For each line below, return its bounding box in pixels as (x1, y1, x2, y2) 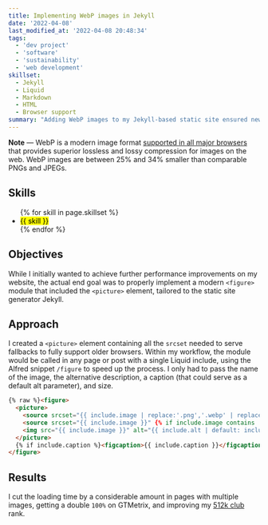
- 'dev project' (15, 42, 69, 50)
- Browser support (15, 109, 77, 117)
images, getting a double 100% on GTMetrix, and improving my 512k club (8, 500, 245, 510)
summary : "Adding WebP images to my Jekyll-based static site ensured (8, 116, 248, 124)
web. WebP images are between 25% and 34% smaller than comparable (8, 154, 247, 164)
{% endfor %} (19, 225, 66, 234)
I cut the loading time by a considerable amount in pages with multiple (8, 492, 239, 502)
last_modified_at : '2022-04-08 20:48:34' (8, 26, 148, 34)
